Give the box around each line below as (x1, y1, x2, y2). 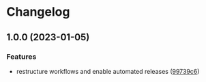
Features (6, 52, 37, 61)
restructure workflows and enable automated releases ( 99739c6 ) (16, 67, 200, 75)
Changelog (6, 4, 70, 20)
